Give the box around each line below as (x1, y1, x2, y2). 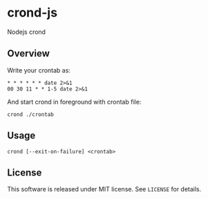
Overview (7, 48, 50, 59)
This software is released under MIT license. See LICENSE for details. (7, 185, 202, 193)
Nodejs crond (7, 28, 46, 36)
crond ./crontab (7, 111, 54, 118)
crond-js (7, 5, 57, 21)
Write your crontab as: (7, 66, 71, 74)
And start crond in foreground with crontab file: (7, 97, 142, 106)
